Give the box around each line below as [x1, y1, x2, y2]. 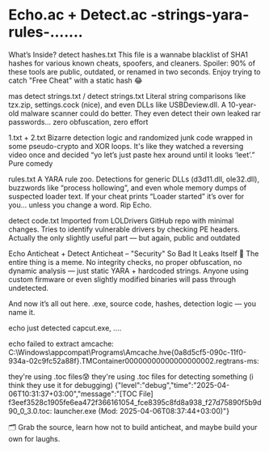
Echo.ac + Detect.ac [8, 6, 148, 24]
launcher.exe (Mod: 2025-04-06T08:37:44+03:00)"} [53, 406, 230, 416]
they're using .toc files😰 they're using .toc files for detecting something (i [8, 371, 254, 382]
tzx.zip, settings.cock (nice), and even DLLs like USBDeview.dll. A [8, 100, 227, 109]
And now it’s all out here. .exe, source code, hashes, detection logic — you [8, 298, 257, 309]
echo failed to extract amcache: [8, 339, 115, 348]
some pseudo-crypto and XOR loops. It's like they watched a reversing [8, 141, 244, 151]
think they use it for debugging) [8, 380, 113, 390]
